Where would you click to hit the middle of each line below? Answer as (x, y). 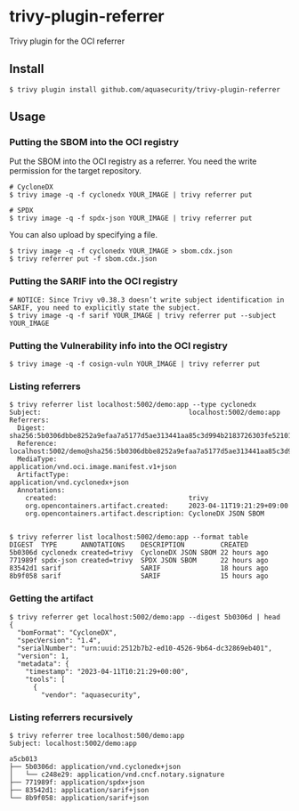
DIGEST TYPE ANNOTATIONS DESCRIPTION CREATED (129, 545)
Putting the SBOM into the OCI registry (94, 142)
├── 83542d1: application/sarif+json (79, 790)
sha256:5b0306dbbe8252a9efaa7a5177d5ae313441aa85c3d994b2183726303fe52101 (151, 436)
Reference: (37, 444)
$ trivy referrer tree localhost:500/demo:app (97, 735)
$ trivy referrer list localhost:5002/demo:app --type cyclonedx (133, 405)
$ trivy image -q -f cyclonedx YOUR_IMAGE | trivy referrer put (131, 195)
